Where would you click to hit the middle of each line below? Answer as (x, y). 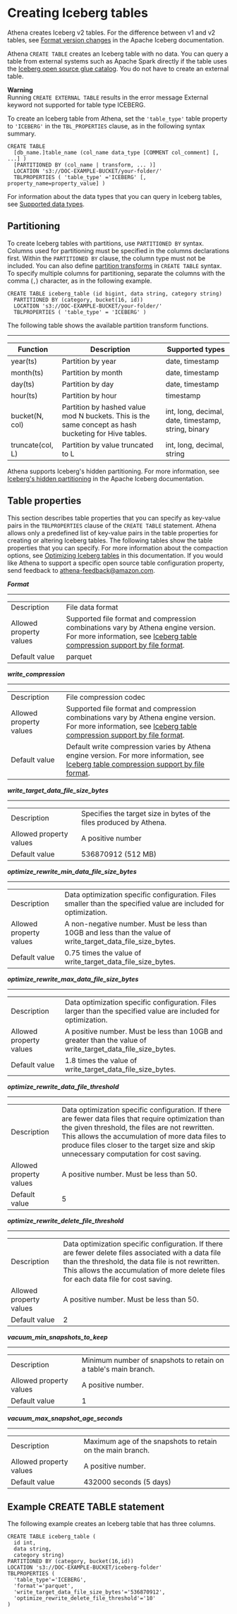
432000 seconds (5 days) (127, 1481)
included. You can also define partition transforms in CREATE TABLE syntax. (115, 265)
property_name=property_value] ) (56, 183)
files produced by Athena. (124, 822)
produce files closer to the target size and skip (138, 1145)
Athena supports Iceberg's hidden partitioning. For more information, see (114, 471)
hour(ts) (24, 395)
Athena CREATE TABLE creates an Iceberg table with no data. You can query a (118, 54)
